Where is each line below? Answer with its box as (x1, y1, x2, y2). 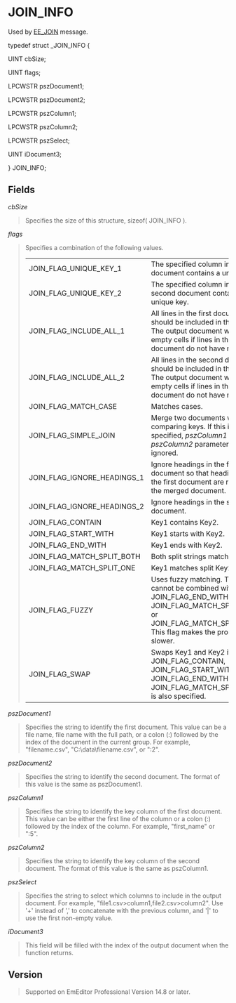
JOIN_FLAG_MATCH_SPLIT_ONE (28, 563, 136, 572)
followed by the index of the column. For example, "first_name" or (25, 822, 216, 830)
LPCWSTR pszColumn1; (8, 109, 76, 117)
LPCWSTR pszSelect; (8, 136, 70, 145)
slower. (151, 636, 175, 645)
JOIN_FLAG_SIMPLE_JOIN (28, 430, 116, 440)
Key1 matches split (151, 563, 214, 572)
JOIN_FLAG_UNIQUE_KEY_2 (28, 288, 122, 298)
